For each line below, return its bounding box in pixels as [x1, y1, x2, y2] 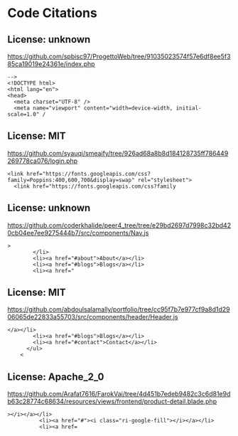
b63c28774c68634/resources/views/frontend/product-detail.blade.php [7, 397, 217, 406]
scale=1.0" [7, 111, 40, 118]
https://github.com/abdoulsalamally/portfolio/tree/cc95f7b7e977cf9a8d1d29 [7, 305, 230, 314]
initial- [175, 105, 202, 112]
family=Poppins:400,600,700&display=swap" [7, 176, 135, 184]
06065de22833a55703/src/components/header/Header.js [7, 313, 179, 321]
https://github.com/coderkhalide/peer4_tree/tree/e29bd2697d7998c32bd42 [7, 220, 232, 229]
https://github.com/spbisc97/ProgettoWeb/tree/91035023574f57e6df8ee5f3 [7, 52, 231, 60]
